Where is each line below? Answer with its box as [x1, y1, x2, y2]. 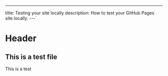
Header [5, 33, 36, 44]
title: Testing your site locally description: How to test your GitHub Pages [5, 10, 154, 15]
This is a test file [5, 52, 57, 61]
